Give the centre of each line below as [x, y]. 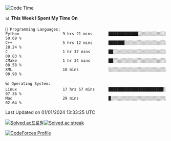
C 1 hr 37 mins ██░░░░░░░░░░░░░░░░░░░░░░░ [86, 52]
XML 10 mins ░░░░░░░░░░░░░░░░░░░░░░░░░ [86, 69]
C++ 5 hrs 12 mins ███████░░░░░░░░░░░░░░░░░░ [86, 43]
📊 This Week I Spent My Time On [41, 18]
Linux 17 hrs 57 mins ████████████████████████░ [86, 89]
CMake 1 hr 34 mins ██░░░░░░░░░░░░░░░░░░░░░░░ [86, 61]
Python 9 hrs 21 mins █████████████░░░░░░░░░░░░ [86, 34]
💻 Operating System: [28, 84]
